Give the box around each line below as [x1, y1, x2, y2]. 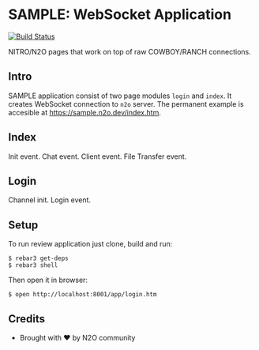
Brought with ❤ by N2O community [19, 333, 136, 342]
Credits [8, 312, 46, 326]
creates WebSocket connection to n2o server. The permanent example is [8, 99, 244, 108]
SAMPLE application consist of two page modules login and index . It [8, 91, 232, 100]
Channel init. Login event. [8, 195, 92, 205]
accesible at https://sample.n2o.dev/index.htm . [8, 107, 162, 117]
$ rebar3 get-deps [8, 254, 69, 262]
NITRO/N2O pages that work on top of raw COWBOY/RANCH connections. [8, 47, 251, 56]
